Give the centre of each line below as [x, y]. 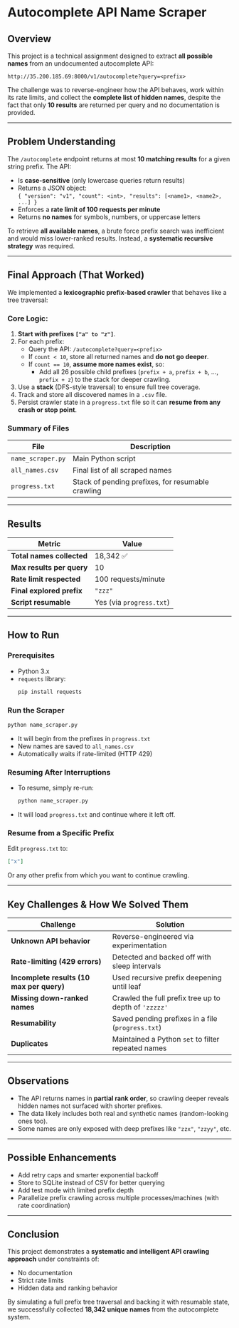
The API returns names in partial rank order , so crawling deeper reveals [123, 1098]
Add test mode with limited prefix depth [75, 1190]
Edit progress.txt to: [38, 849]
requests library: [42, 678]
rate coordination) [44, 1205]
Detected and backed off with [162, 957]
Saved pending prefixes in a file [165, 1018]
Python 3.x [33, 671]
